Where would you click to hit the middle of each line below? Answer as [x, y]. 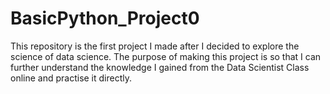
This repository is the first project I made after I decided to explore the [155, 46]
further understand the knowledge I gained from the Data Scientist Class [160, 67]
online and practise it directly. [71, 78]
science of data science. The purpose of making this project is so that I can [166, 56]
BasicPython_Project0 [105, 18]
